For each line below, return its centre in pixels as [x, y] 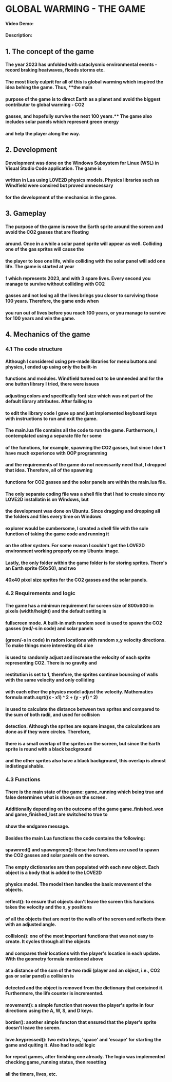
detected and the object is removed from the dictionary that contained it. [84, 988]
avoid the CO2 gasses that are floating [47, 232]
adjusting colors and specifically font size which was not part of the [79, 396]
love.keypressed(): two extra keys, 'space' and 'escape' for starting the [83, 1039]
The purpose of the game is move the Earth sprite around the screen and [84, 226]
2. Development [31, 150]
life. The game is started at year [40, 267]
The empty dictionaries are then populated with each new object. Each [82, 867]
